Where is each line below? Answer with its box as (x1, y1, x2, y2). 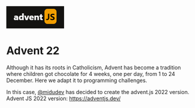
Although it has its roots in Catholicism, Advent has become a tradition (6, 63, 181, 71)
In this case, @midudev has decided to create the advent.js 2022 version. (6, 88, 190, 95)
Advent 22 (6, 44, 60, 58)
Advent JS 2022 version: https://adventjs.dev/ (6, 95, 121, 102)
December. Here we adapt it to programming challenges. (6, 77, 147, 84)
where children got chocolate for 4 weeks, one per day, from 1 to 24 (6, 70, 176, 77)
